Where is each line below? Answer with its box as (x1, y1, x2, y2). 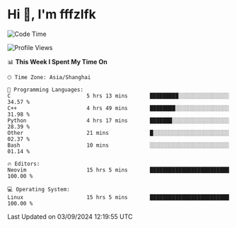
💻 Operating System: (7, 186, 71, 193)
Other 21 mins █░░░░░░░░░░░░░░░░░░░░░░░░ (7, 129, 230, 136)
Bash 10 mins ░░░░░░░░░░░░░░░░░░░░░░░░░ (7, 141, 230, 149)
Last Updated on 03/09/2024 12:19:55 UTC (7, 212, 133, 221)
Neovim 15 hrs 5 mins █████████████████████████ (7, 166, 230, 174)
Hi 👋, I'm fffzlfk (7, 6, 97, 23)
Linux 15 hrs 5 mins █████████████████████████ (7, 193, 230, 200)
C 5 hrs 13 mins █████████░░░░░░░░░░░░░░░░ (7, 92, 230, 100)
